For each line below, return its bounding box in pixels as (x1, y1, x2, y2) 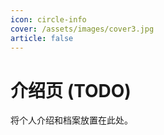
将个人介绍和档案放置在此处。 (10, 114, 133, 126)
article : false (10, 33, 74, 43)
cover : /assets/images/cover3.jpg (10, 24, 155, 34)
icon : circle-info (10, 14, 87, 25)
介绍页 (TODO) (10, 79, 132, 102)
